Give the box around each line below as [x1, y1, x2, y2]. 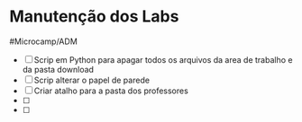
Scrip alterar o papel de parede [33, 74, 151, 85]
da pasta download [22, 64, 95, 74]
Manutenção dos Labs [9, 6, 179, 27]
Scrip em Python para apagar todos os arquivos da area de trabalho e [33, 54, 293, 65]
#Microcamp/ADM [9, 36, 78, 47]
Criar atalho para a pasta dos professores [33, 85, 189, 96]
